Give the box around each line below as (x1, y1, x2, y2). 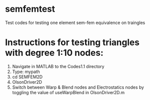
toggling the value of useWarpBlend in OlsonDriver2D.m (12, 89, 125, 95)
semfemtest (5, 3, 55, 15)
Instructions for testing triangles (5, 37, 140, 48)
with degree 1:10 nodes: (5, 48, 104, 58)
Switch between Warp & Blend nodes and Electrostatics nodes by (12, 84, 144, 90)
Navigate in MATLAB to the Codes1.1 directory (12, 63, 105, 69)
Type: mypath (12, 69, 40, 75)
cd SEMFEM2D (12, 74, 43, 79)
